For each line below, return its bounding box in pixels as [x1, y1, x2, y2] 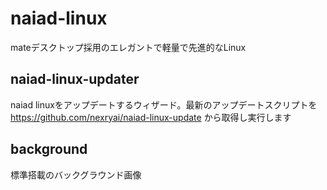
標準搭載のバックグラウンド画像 [10, 168, 142, 181]
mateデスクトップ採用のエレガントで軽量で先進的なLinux [10, 41, 247, 53]
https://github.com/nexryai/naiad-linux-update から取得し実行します [10, 111, 292, 123]
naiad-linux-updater [10, 71, 140, 88]
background [10, 141, 88, 158]
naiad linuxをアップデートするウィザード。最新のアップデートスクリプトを [10, 98, 318, 111]
